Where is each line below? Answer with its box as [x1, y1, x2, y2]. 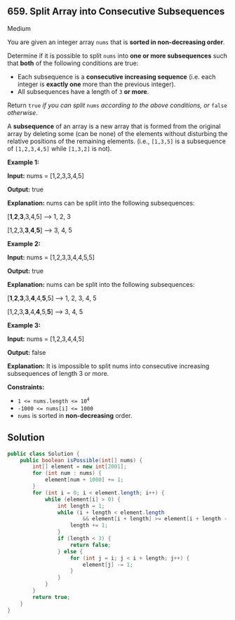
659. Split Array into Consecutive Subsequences [7, 6, 225, 18]
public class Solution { [7, 450, 80, 457]
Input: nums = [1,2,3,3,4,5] [7, 171, 84, 180]
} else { [57, 548, 83, 555]
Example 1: [7, 158, 40, 166]
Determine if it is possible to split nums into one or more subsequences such [7, 51, 228, 60]
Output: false [7, 348, 46, 356]
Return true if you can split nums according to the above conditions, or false [7, 101, 228, 109]
